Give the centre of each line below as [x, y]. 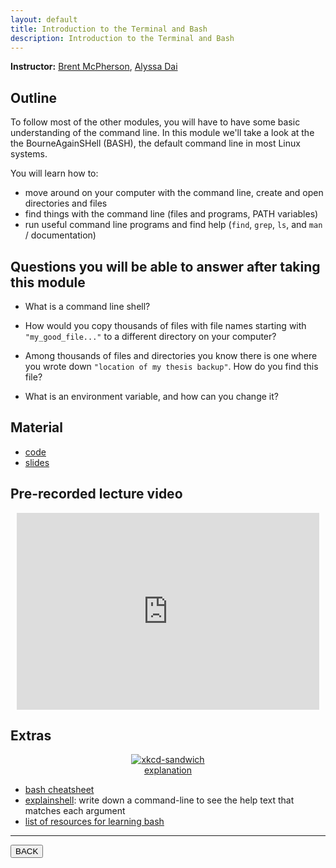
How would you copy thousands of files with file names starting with [165, 325]
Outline [33, 97]
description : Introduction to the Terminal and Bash [122, 38]
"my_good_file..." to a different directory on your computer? [150, 336]
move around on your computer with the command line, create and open [174, 193]
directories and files [66, 203]
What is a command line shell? [87, 306]
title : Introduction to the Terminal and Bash [109, 29]
